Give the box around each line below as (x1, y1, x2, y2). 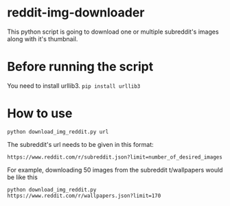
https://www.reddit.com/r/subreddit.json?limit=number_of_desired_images (7, 153, 223, 161)
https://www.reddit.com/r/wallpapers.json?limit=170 (7, 192, 161, 199)
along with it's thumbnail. (7, 34, 78, 43)
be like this (7, 173, 38, 181)
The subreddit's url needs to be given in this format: (7, 140, 154, 148)
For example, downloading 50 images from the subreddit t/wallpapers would (7, 165, 223, 174)
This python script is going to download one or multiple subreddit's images (7, 27, 219, 36)
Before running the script (7, 59, 154, 75)
